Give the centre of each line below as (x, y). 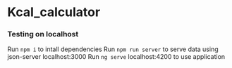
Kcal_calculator (54, 12)
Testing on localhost (43, 34)
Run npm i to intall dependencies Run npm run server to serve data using (113, 49)
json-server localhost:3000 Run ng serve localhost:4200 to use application (116, 57)
